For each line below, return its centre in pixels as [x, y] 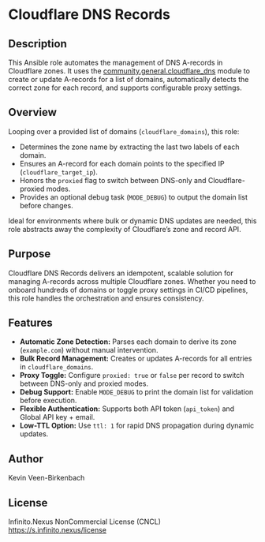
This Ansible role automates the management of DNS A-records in [116, 62]
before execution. [48, 401]
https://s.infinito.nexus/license [57, 530]
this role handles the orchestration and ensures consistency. [106, 298]
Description [37, 44]
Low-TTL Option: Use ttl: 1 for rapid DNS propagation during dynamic [137, 426]
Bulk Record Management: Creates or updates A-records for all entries [136, 359]
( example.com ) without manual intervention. [89, 350]
